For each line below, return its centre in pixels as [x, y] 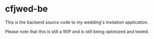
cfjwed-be [26, 9]
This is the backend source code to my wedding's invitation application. [77, 22]
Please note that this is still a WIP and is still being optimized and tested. [77, 31]
